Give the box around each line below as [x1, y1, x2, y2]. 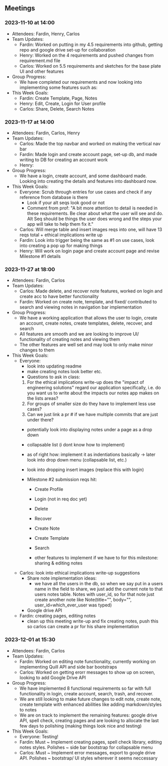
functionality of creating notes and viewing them [19, 336, 120, 342]
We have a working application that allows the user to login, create [19, 315, 157, 321]
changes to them [19, 347, 55, 353]
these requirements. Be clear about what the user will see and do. [27, 210, 163, 216]
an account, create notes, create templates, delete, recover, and [19, 320, 152, 326]
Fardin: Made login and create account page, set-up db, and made [19, 151, 157, 157]
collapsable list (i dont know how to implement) [27, 442, 125, 448]
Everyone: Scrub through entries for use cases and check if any [19, 189, 152, 195]
